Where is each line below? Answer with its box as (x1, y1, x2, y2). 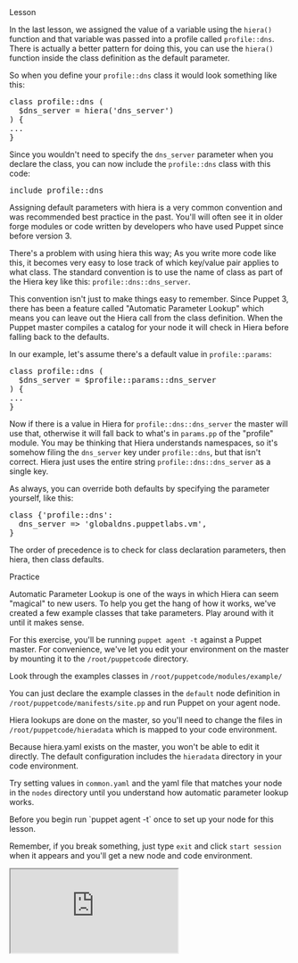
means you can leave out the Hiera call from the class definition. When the (9, 312, 284, 323)
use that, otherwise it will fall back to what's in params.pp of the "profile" (9, 428, 274, 438)
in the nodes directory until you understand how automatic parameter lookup (9, 787, 289, 798)
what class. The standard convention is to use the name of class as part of (9, 267, 284, 278)
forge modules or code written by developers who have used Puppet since (9, 221, 284, 231)
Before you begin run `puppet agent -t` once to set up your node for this (9, 814, 274, 825)
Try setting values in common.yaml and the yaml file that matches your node (9, 778, 283, 788)
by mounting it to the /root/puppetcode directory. (9, 653, 189, 664)
